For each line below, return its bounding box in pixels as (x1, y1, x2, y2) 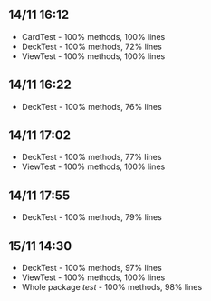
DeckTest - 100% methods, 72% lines (21, 41, 162, 52)
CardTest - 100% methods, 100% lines (21, 31, 166, 42)
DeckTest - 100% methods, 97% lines (21, 263, 162, 274)
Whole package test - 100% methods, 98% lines (21, 282, 203, 293)
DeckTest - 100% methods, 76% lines (21, 101, 162, 112)
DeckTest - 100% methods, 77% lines (21, 152, 162, 163)
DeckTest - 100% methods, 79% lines (21, 212, 162, 223)
